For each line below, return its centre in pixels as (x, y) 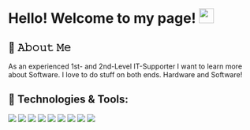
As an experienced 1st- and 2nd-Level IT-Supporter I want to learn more (125, 66)
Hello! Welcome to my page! (102, 19)
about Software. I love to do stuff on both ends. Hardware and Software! (125, 74)
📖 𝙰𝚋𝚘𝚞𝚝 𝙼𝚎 (40, 47)
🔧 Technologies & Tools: (68, 100)
